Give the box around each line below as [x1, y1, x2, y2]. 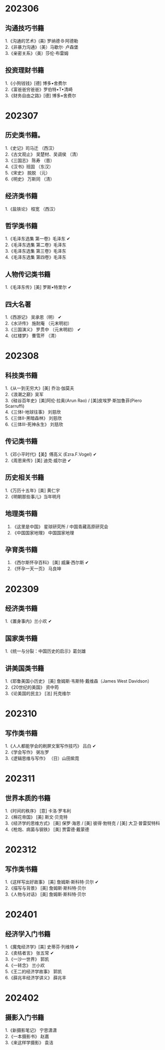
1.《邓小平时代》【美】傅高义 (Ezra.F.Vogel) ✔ [5, 451, 97, 457]
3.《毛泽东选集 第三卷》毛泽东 [5, 248, 66, 254]
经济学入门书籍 [5, 930, 51, 938]
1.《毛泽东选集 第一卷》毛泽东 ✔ [5, 236, 70, 242]
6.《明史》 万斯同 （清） [5, 176, 55, 182]
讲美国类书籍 [5, 664, 44, 672]
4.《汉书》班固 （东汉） [5, 164, 54, 170]
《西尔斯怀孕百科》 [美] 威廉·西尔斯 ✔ [12, 560, 89, 566]
